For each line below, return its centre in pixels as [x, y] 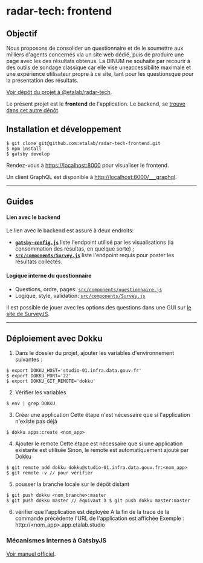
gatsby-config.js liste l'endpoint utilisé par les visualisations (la [94, 242]
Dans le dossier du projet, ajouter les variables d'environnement [95, 353]
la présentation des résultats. [42, 80]
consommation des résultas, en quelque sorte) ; [75, 249]
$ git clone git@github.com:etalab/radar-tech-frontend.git [84, 143]
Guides [20, 202]
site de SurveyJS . [28, 314]
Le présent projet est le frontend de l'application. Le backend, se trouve [96, 104]
